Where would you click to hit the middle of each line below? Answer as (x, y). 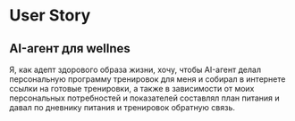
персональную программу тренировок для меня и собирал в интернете (147, 79)
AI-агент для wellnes (70, 48)
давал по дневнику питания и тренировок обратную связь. (122, 107)
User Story (50, 16)
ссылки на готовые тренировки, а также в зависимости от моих (132, 89)
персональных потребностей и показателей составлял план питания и (144, 98)
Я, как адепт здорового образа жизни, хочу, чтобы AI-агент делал (135, 69)
